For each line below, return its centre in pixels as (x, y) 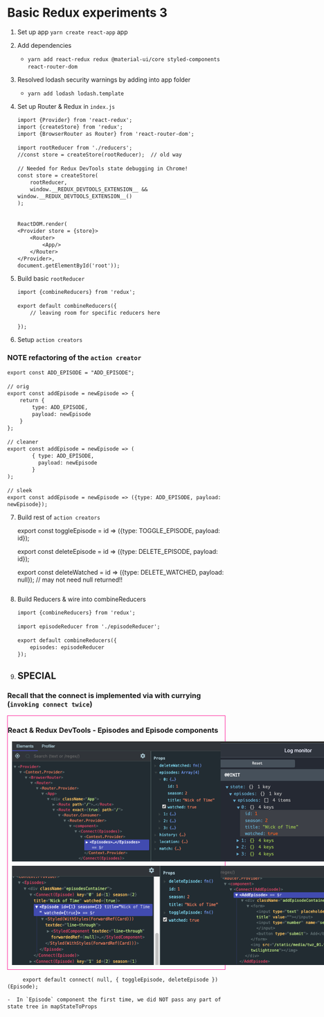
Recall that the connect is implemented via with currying (104, 695)
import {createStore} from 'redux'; (70, 127)
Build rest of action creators (58, 517)
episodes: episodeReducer (67, 647)
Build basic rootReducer (51, 278)
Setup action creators (50, 339)
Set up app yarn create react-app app (72, 32)
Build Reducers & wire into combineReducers (82, 599)
